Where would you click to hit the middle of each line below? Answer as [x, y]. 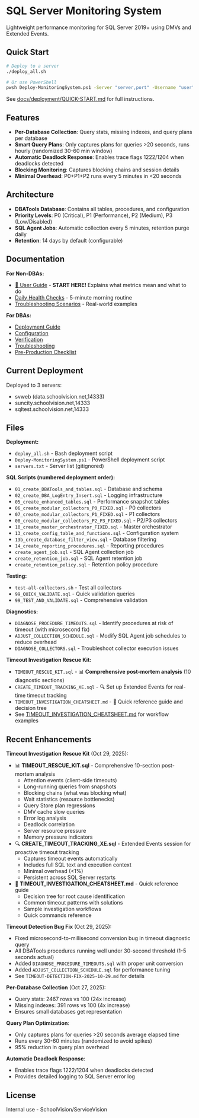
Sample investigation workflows [62, 909]
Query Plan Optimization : [38, 1023]
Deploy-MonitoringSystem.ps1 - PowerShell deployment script [90, 460]
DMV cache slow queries [54, 812]
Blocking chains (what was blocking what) [75, 793]
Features [23, 118]
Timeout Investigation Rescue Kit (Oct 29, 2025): [67, 754]
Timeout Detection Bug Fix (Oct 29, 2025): [59, 927]
